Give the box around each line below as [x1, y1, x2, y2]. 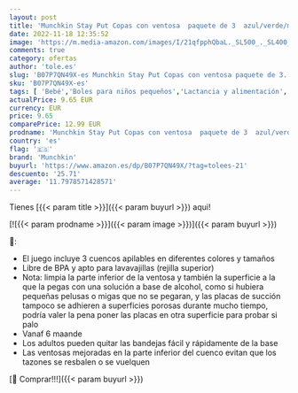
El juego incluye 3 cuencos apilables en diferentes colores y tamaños [21, 253, 275, 264]
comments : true [9, 46, 66, 55]
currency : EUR [9, 104, 62, 112]
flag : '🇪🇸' [9, 144, 53, 153]
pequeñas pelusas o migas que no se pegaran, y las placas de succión [21, 291, 281, 302]
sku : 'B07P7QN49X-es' [9, 79, 90, 88]
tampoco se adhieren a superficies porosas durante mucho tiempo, [21, 300, 269, 311]
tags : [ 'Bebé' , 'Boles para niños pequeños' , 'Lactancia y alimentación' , [9, 87, 288, 96]
